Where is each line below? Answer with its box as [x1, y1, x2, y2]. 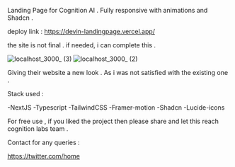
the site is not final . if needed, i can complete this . [7, 41, 156, 49]
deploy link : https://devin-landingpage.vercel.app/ [7, 28, 156, 35]
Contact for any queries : [7, 138, 80, 146]
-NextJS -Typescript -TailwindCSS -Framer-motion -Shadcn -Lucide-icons [7, 103, 225, 112]
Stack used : [7, 90, 44, 98]
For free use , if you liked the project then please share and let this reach [7, 117, 219, 125]
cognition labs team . [7, 125, 69, 133]
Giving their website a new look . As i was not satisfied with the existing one [7, 69, 229, 76]
